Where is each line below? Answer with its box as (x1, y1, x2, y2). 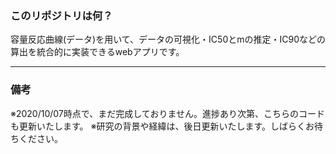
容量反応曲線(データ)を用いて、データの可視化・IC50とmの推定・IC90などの (10, 33, 326, 46)
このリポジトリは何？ (10, 8, 113, 22)
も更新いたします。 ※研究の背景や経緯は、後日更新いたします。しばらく (10, 120, 307, 132)
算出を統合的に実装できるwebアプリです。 (10, 46, 185, 58)
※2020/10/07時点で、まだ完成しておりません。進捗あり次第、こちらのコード (10, 107, 325, 119)
